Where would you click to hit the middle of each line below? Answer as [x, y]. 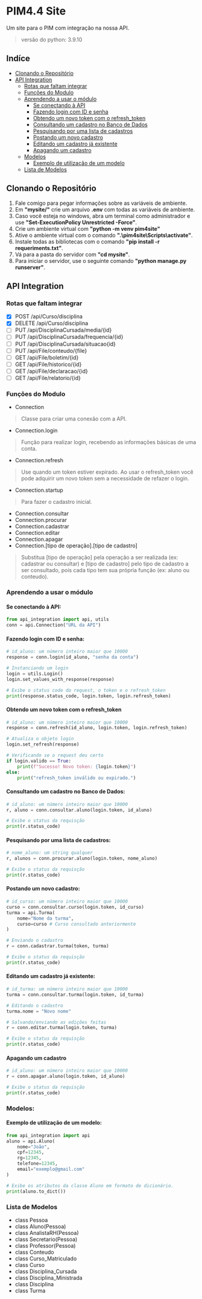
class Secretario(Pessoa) [46, 1239]
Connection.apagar [39, 540]
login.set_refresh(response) [43, 744]
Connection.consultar [42, 514]
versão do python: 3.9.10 [52, 39]
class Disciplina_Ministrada [49, 1278]
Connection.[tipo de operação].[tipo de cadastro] [76, 546]
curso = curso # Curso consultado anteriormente [77, 924]
